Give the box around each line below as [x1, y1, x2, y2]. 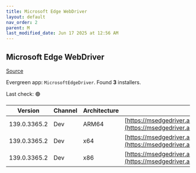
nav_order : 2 [6, 19, 38, 25]
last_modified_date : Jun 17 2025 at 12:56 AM [6, 30, 118, 36]
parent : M [6, 25, 30, 31]
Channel [53, 106, 78, 115]
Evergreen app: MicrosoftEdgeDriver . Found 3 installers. [6, 78, 141, 85]
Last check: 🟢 [6, 90, 41, 97]
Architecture [83, 106, 120, 115]
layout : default [6, 14, 45, 20]
